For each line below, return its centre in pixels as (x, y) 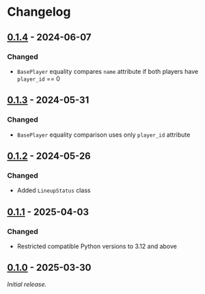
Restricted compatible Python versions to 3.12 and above (97, 246)
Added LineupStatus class (54, 190)
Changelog (39, 12)
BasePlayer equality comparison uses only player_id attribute (104, 135)
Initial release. (27, 284)
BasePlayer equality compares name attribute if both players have (108, 71)
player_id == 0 (38, 79)
